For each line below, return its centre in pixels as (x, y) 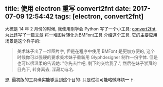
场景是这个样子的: (23, 41)
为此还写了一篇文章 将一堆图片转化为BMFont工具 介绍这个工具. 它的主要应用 (81, 35)
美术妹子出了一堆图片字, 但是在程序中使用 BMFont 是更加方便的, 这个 (86, 51)
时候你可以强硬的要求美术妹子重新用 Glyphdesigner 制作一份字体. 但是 (87, 57)
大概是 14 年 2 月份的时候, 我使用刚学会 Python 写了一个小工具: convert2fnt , (81, 29)
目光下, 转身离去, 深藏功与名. (45, 69)
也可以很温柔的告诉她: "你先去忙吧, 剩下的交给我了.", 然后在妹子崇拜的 (87, 63)
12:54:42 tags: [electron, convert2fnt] (85, 17)
